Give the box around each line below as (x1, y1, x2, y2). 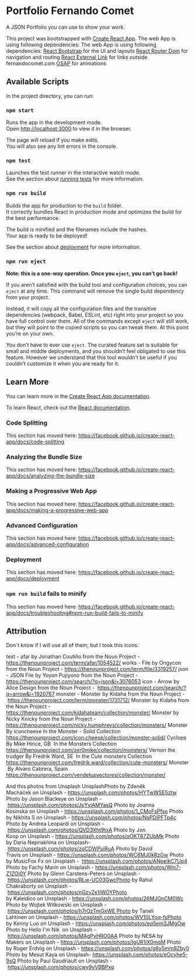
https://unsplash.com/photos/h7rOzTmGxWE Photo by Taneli (7, 907, 154, 914)
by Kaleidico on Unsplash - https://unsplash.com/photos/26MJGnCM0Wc (6, 895, 184, 902)
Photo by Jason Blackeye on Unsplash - (6, 795, 102, 802)
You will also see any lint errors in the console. (6, 143, 118, 150)
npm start (6, 107, 34, 114)
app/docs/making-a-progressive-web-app (6, 506, 109, 514)
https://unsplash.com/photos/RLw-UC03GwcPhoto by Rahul (7, 876, 153, 883)
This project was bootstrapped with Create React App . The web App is (6, 35, 176, 42)
